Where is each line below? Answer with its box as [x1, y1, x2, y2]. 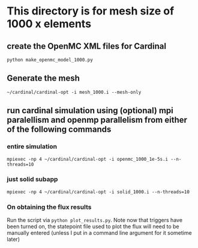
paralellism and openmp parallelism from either [7, 115, 188, 125]
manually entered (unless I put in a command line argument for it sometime [7, 229, 192, 237]
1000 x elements [7, 17, 92, 31]
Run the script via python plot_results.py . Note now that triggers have [7, 217, 182, 224]
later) [7, 236, 20, 243]
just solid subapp [7, 175, 58, 184]
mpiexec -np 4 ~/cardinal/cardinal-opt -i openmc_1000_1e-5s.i [7, 156, 169, 162]
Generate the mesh [7, 73, 80, 84]
